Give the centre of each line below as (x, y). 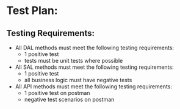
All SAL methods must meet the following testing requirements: (94, 67)
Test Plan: (32, 11)
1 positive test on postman (57, 93)
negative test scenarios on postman (69, 99)
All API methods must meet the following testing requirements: (94, 86)
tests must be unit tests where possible (74, 61)
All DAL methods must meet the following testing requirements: (95, 47)
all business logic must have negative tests (78, 80)
